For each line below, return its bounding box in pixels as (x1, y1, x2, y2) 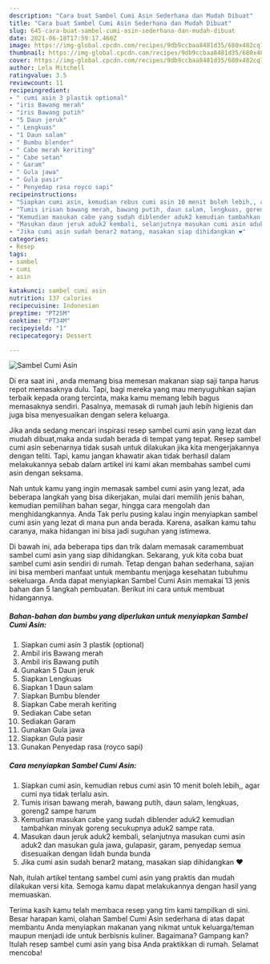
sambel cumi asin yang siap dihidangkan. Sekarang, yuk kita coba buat (9, 551, 244, 560)
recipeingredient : (9, 86, 71, 95)
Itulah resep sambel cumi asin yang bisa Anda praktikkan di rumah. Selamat (9, 939, 259, 950)
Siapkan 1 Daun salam (20, 683, 94, 692)
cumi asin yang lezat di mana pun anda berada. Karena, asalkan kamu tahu (9, 518, 256, 527)
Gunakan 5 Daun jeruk (20, 666, 95, 676)
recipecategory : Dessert (9, 332, 92, 340)
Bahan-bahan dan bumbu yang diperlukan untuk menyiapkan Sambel (9, 611, 248, 621)
